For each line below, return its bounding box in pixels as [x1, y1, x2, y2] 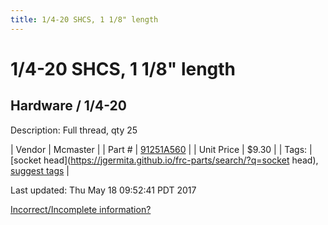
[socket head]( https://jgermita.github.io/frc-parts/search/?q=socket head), [10, 154, 319, 166]
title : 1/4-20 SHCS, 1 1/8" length [10, 14, 159, 25]
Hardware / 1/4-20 [10, 97, 127, 115]
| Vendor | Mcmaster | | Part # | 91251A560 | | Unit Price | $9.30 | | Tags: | [10, 143, 313, 155]
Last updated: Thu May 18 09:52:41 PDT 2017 [10, 184, 197, 196]
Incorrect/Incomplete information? [10, 203, 152, 215]
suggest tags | [10, 164, 70, 176]
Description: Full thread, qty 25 [10, 124, 138, 136]
